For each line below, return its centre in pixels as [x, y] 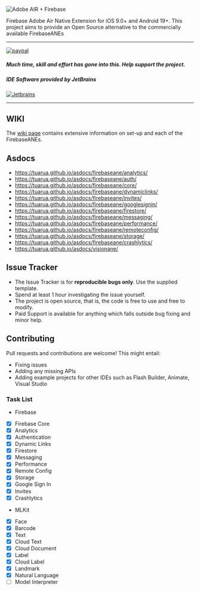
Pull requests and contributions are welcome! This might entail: [83, 353]
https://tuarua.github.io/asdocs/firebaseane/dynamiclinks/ [86, 192]
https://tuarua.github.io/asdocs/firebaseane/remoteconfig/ [87, 229]
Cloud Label [29, 562]
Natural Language [37, 575]
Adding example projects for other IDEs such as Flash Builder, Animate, [102, 377]
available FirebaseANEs [35, 33]
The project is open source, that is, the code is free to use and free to [100, 301]
